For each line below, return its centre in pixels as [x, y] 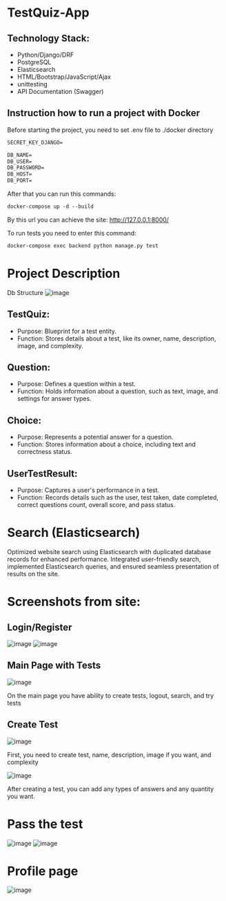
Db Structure [25, 292]
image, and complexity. [50, 345]
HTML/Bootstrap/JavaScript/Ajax [64, 77]
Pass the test [45, 824]
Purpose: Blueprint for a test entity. [67, 331]
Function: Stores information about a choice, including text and [106, 444]
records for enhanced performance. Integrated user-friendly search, [104, 559]
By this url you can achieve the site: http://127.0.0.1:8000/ [88, 220]
